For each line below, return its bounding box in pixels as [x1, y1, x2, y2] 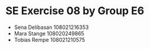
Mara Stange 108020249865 [14, 30, 84, 37]
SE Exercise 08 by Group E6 [5, 4, 145, 18]
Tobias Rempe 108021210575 [14, 36, 85, 43]
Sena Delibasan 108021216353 [14, 24, 89, 31]
